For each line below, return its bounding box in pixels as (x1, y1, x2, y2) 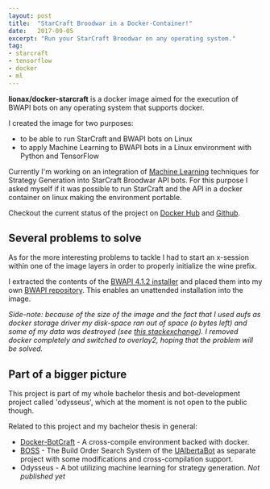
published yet (19, 471, 66, 481)
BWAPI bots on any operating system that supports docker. (8, 102, 205, 112)
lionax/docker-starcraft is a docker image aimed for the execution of (8, 94, 239, 103)
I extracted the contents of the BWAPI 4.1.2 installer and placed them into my (8, 277, 263, 286)
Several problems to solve (8, 232, 142, 245)
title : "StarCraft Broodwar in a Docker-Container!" (8, 19, 193, 27)
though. (8, 406, 35, 416)
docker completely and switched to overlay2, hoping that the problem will (8, 336, 254, 345)
